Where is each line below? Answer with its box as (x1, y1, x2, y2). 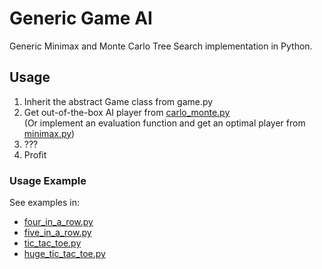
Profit (23, 148, 47, 161)
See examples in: (9, 197, 81, 209)
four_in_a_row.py (23, 216, 94, 228)
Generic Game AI (9, 7, 153, 30)
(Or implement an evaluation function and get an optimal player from (23, 117, 306, 129)
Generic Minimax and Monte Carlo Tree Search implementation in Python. (9, 40, 313, 52)
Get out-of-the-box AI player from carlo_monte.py (23, 106, 231, 118)
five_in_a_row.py (23, 227, 92, 239)
